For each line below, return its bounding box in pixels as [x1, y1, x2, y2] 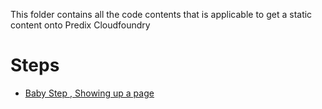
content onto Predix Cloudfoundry [10, 19, 151, 31]
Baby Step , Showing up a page [24, 87, 155, 99]
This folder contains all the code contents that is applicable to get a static [10, 9, 313, 20]
